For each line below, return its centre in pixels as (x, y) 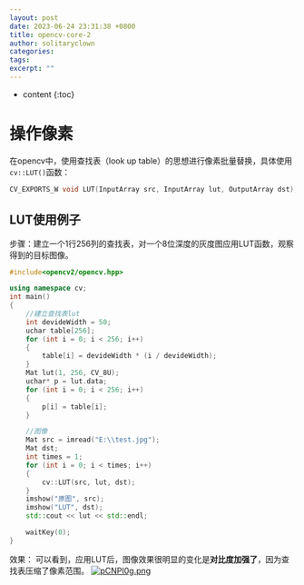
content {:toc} (49, 94)
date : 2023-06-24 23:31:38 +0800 (73, 26)
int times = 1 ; (54, 457)
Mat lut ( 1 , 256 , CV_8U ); (73, 373)
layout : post (34, 18)
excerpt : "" (32, 69)
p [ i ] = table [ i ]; (74, 407)
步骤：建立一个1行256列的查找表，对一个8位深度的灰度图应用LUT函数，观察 (152, 243)
